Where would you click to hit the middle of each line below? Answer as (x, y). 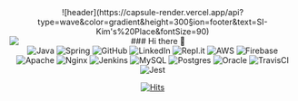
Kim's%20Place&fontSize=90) (153, 32)
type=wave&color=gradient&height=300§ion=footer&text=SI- (153, 22)
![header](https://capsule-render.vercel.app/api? (153, 12)
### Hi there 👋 (158, 41)
